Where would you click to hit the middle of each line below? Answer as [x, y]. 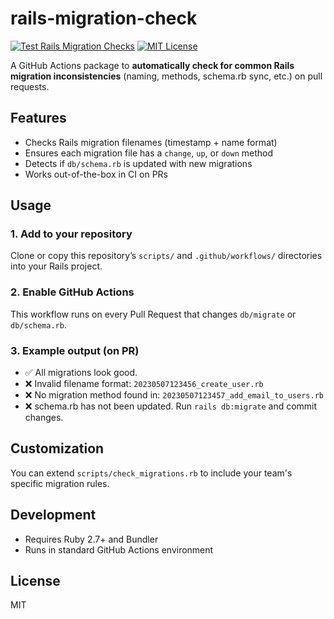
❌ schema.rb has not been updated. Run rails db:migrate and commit [171, 406]
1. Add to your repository [71, 234]
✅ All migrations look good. [81, 373]
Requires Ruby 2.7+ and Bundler [91, 539]
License [35, 581]
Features [38, 118]
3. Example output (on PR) [75, 350]
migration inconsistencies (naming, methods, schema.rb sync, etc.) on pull [166, 76]
